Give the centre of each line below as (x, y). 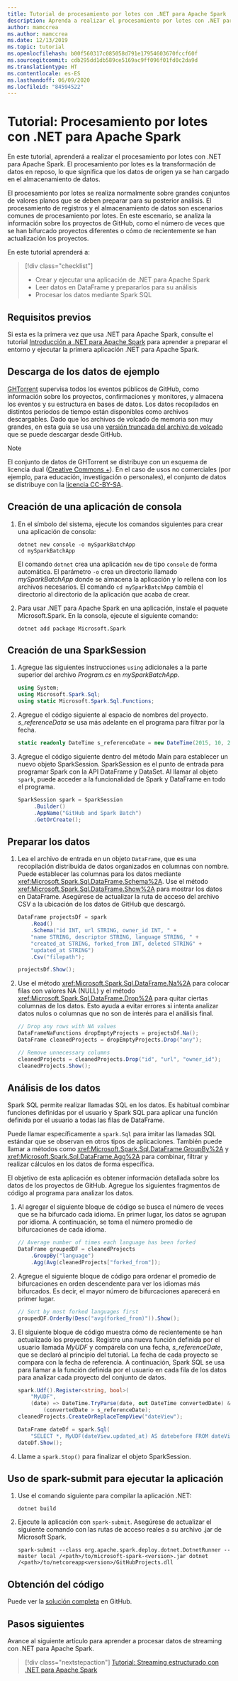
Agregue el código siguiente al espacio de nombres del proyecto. (113, 715)
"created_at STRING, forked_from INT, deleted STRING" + (117, 944)
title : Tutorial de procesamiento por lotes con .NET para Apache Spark (117, 14)
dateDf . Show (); (40, 1443)
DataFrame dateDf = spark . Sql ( (64, 1429)
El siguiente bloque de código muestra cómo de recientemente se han (120, 1332)
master (27, 1557)
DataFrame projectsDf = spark (62, 917)
